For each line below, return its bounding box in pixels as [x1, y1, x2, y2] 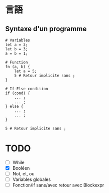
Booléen [12, 165, 30, 171]
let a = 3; [5, 42, 28, 47]
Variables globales [12, 176, 51, 182]
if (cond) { [5, 91, 30, 96]
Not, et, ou [12, 171, 35, 177]
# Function [5, 60, 28, 65]
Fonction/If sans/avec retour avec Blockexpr [12, 182, 104, 188]
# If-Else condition [5, 86, 49, 91]
